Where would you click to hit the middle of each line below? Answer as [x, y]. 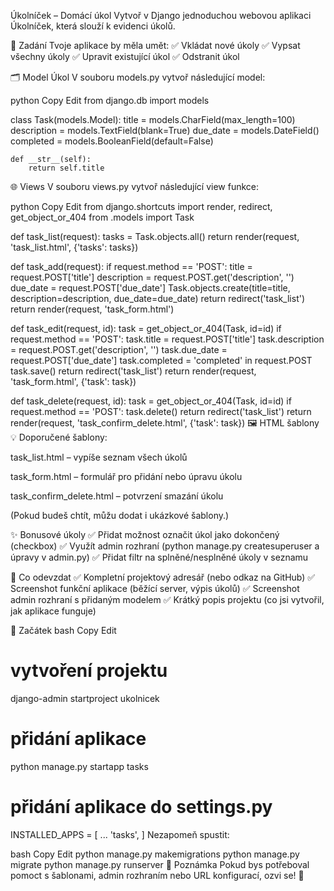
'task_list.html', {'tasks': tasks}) [74, 247]
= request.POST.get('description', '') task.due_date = [119, 349]
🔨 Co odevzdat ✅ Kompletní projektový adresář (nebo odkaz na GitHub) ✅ [163, 577]
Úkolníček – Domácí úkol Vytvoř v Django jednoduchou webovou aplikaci [161, 15]
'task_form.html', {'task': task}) [73, 381]
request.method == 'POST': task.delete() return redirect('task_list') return [161, 411]
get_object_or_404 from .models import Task [102, 217]
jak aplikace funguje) [53, 611]
